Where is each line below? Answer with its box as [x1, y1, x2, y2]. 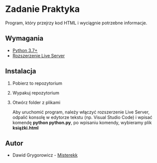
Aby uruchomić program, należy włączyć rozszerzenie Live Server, [12, 109, 150, 115]
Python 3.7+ [12, 47, 38, 53]
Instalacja [5, 67, 36, 75]
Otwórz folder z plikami [12, 99, 61, 105]
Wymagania [5, 34, 44, 43]
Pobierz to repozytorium [12, 80, 62, 86]
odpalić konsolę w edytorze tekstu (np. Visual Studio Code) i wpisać [12, 114, 153, 120]
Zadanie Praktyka [5, 3, 80, 15]
